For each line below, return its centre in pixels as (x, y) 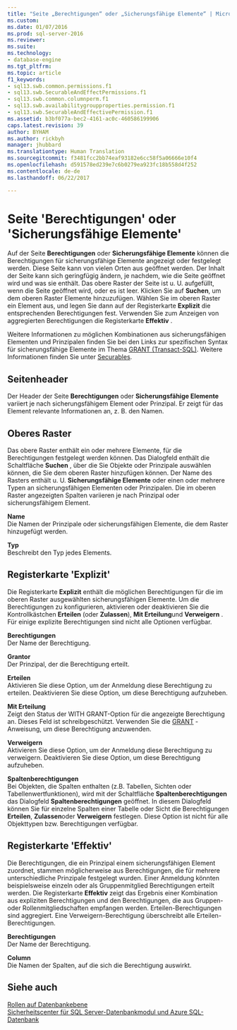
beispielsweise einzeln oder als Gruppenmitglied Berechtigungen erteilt (111, 885)
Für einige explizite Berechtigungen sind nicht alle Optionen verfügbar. (110, 622)
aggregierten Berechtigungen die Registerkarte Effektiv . (90, 321)
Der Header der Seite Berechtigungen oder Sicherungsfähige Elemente (113, 396)
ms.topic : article (34, 73)
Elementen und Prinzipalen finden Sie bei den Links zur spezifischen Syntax (118, 342)
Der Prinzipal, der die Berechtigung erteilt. (68, 664)
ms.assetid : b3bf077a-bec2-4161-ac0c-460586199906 (83, 119)
